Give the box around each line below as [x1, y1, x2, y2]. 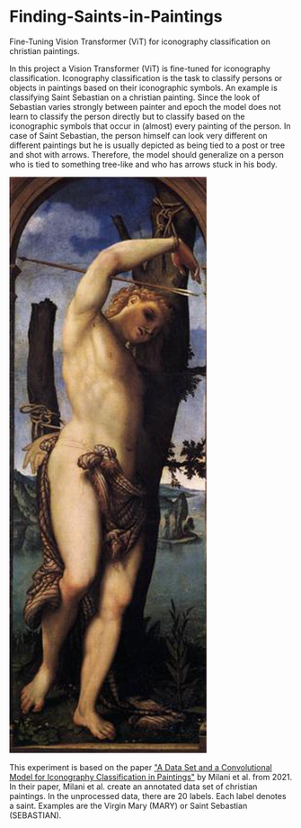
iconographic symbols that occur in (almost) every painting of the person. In [9, 120, 291, 132]
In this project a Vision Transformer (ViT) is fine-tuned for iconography [9, 63, 271, 74]
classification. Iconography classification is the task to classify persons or [9, 72, 283, 83]
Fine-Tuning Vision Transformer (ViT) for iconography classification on [9, 36, 271, 47]
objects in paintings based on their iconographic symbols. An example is [9, 82, 279, 93]
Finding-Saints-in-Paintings [9, 6, 223, 27]
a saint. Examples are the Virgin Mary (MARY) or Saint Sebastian [9, 800, 248, 811]
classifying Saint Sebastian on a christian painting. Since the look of [9, 92, 261, 103]
